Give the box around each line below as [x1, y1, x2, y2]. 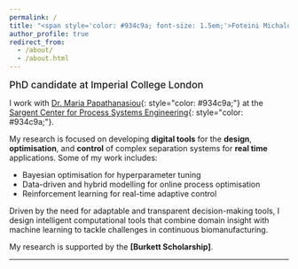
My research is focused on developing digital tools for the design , [9, 134, 253, 144]
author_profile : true [9, 29, 90, 38]
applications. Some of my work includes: [9, 152, 158, 163]
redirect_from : [9, 37, 66, 47]
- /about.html [17, 54, 69, 63]
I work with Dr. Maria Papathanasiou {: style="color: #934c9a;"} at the [9, 98, 263, 108]
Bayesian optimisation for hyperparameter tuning [21, 170, 201, 180]
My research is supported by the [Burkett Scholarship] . [9, 242, 214, 252]
